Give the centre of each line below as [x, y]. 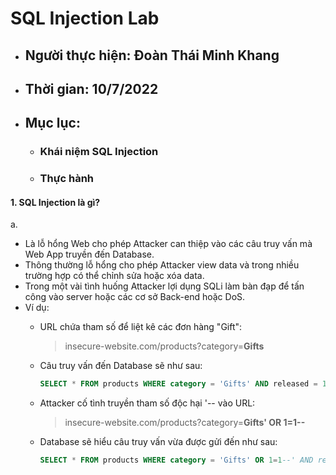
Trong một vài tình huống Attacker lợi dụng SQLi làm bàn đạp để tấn [164, 286]
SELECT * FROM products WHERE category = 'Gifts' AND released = [178, 384]
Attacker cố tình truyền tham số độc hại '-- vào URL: [147, 403]
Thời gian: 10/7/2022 [91, 88]
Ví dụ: [37, 308]
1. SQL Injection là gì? [55, 202]
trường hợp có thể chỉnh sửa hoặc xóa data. [114, 276]
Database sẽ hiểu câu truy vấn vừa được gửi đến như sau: [158, 442]
